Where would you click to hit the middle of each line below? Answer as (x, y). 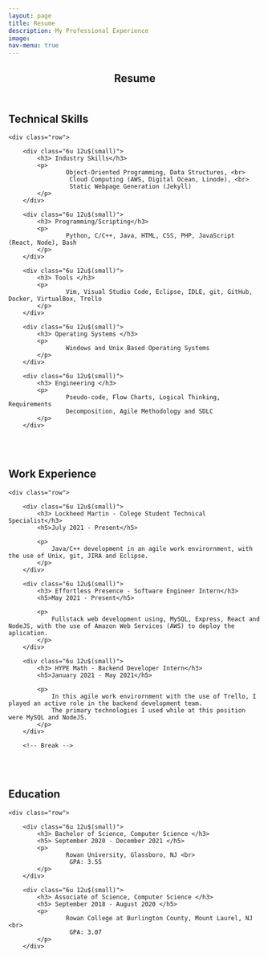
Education (35, 795)
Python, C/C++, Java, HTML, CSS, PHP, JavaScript (150, 235)
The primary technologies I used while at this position (148, 710)
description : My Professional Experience (79, 31)
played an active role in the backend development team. (106, 703)
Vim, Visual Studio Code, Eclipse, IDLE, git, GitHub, (159, 291)
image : (19, 38)
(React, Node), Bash (43, 243)
